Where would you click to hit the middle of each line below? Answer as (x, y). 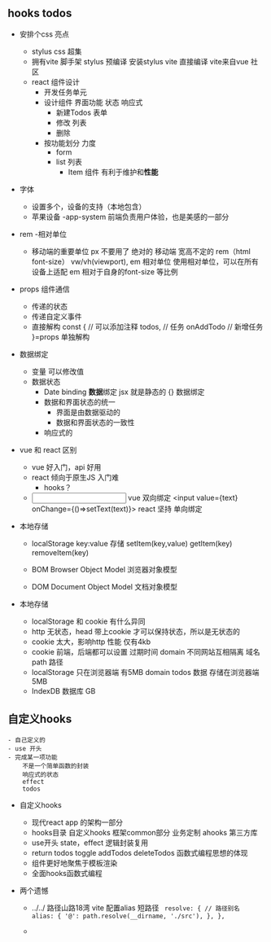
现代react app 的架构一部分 (77, 822)
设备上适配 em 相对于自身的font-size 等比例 (105, 271)
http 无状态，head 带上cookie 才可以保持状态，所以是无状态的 (136, 631)
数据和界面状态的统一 (79, 401)
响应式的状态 (40, 774)
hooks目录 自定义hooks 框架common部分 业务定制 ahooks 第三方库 (144, 832)
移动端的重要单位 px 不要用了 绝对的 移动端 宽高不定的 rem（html (141, 251)
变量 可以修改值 (58, 371)
